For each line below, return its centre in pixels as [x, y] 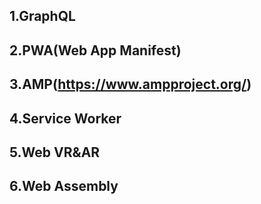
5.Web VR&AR [55, 152]
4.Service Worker [65, 118]
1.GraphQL [42, 16]
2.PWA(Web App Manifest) [95, 50]
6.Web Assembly [64, 186]
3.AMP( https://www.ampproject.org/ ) [130, 84]
